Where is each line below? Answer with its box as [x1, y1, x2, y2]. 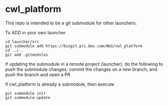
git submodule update [5, 95, 51, 100]
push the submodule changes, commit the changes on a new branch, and [5, 66, 157, 72]
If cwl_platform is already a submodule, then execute [5, 81, 114, 87]
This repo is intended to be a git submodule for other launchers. [5, 20, 137, 26]
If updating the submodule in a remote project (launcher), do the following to [5, 61, 163, 67]
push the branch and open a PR [5, 71, 71, 78]
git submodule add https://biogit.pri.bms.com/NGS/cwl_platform [5, 43, 142, 48]
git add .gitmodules [5, 52, 49, 57]
